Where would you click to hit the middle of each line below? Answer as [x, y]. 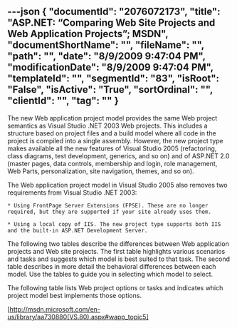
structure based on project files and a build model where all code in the [112, 133]
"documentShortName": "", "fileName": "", [106, 45]
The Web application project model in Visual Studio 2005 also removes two [117, 185]
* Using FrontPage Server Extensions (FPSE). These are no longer [108, 205]
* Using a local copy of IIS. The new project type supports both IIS [114, 224]
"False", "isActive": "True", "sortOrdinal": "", [110, 89]
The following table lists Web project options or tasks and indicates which [115, 287]
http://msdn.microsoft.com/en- [55, 309]
